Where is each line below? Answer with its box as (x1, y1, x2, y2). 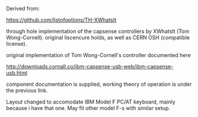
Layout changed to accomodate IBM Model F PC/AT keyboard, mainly (6, 98, 176, 105)
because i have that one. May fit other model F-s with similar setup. (6, 105, 170, 111)
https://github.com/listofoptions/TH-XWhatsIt (6, 16, 117, 23)
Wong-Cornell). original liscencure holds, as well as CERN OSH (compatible (6, 34, 190, 41)
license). (6, 41, 27, 47)
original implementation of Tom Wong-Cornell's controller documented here (6, 52, 191, 58)
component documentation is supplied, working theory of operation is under (6, 81, 192, 88)
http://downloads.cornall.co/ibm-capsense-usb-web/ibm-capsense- (6, 63, 174, 70)
